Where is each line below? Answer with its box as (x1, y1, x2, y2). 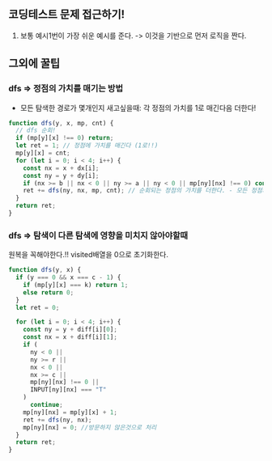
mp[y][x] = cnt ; (15, 149, 70, 157)
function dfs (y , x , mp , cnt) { (8, 119, 114, 127)
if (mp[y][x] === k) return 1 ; (23, 281, 129, 289)
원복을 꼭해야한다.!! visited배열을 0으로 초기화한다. (8, 250, 168, 260)
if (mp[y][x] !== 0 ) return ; (15, 134, 114, 142)
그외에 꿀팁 (8, 57, 61, 70)
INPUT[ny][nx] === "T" (29, 386, 107, 394)
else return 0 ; (23, 288, 74, 297)
